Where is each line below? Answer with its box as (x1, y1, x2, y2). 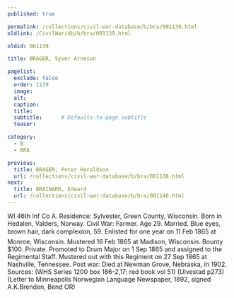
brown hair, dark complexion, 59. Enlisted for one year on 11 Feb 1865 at (7, 227, 217, 236)
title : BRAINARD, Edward (13, 185, 87, 193)
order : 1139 (13, 81, 49, 88)
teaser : (13, 121, 37, 128)
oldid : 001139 (7, 42, 49, 50)
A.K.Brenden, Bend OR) (7, 282, 76, 291)
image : (13, 88, 33, 95)
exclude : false (13, 75, 59, 82)
